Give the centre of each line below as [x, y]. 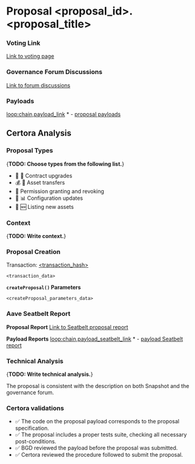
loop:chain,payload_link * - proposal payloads [64, 114]
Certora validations [35, 408]
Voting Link [23, 43]
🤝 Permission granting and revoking [60, 191]
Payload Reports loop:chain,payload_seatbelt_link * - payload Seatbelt [95, 339]
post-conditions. [35, 442]
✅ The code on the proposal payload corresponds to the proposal [97, 421]
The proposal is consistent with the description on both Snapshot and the [98, 386]
